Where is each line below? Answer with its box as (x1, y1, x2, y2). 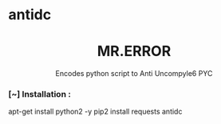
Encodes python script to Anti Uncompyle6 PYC (55, 69, 213, 78)
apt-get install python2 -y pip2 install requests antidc (8, 106, 183, 117)
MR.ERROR (97, 42, 172, 61)
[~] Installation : (8, 89, 72, 100)
